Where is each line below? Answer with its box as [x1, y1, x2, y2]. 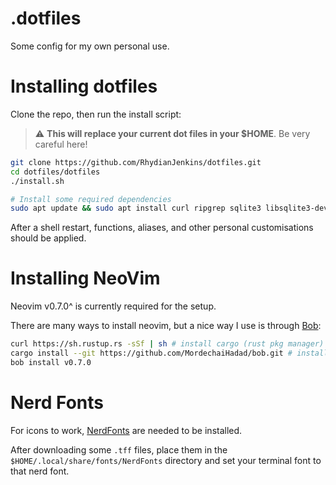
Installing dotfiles [10, 75, 158, 98]
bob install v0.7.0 [10, 357, 92, 367]
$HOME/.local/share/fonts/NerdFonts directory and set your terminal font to [10, 454, 322, 466]
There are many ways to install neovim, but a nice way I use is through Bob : [10, 320, 322, 332]
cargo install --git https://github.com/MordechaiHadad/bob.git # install [10, 348, 329, 359]
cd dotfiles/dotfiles [10, 167, 101, 177]
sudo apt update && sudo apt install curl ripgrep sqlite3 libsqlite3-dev [10, 203, 329, 214]
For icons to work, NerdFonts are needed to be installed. [10, 424, 243, 436]
